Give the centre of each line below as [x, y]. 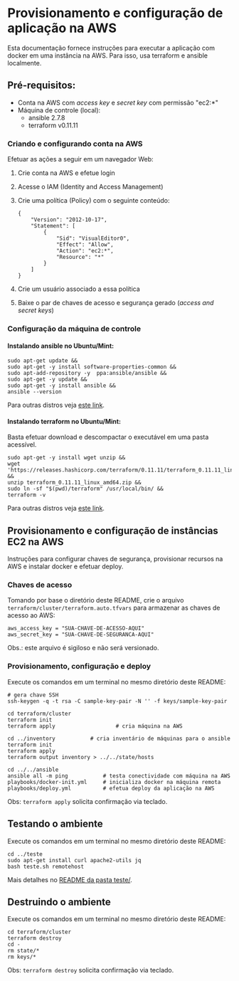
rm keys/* [22, 957]
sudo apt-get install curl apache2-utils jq [74, 860]
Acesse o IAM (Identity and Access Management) [90, 187]
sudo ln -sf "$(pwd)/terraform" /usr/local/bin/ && [85, 489]
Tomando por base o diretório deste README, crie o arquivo [96, 600]
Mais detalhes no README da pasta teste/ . [70, 879]
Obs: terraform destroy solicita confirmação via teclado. [91, 970]
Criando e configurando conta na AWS [75, 144]
